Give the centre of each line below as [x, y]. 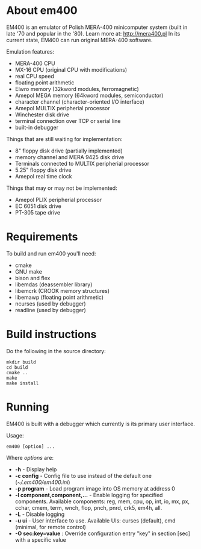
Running [28, 407]
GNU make [28, 271]
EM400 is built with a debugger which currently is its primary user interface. [101, 424]
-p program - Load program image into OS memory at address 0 [95, 488]
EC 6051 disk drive [38, 206]
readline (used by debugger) [50, 310]
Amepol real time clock [43, 176]
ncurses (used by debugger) [50, 303]
